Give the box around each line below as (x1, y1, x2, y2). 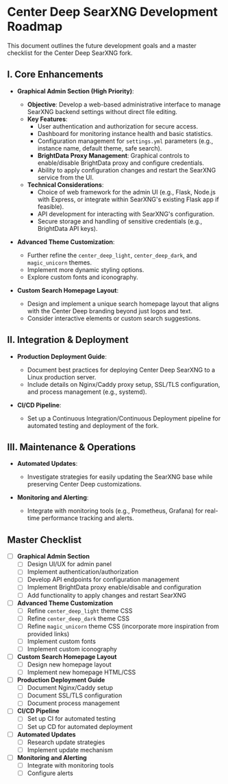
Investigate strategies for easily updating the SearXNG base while (27, 473, 213, 481)
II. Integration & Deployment (7, 334, 129, 346)
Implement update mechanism (27, 746, 113, 754)
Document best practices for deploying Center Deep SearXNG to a (27, 366, 216, 374)
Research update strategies (27, 738, 105, 746)
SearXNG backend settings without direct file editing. (27, 107, 178, 115)
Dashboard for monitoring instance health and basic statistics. (37, 129, 214, 137)
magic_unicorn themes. (27, 258, 92, 267)
